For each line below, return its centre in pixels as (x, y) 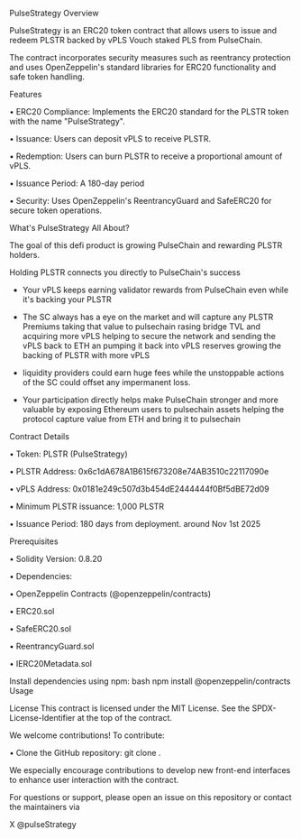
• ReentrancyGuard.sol (52, 646)
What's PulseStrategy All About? (69, 228)
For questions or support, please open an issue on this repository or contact (150, 797)
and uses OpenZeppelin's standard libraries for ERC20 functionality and (143, 67)
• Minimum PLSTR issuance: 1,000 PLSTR (87, 506)
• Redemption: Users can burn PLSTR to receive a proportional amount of (146, 156)
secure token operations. (55, 210)
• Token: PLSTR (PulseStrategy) (68, 454)
